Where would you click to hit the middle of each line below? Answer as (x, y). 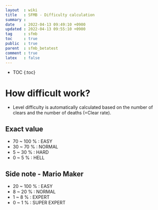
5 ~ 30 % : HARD (31, 152)
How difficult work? (48, 93)
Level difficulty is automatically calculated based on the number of (83, 107)
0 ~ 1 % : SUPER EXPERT (39, 202)
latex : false (22, 58)
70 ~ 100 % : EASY (32, 141)
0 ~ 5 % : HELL (29, 158)
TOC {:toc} (24, 72)
